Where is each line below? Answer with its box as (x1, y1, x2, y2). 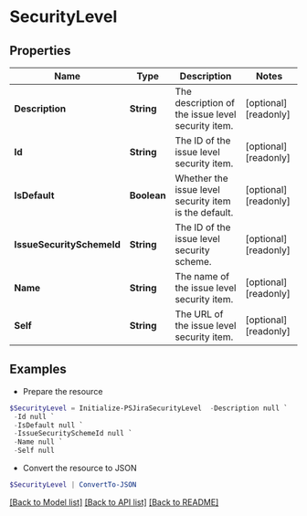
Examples (9, 362, 67, 377)
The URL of (175, 308, 224, 321)
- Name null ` (13, 437, 64, 447)
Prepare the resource (22, 385, 103, 396)
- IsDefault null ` (13, 420, 84, 430)
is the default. (175, 206, 234, 218)
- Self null (13, 446, 55, 456)
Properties (9, 43, 71, 58)
